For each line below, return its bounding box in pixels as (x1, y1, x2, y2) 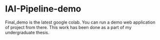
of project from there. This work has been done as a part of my (5, 24, 132, 30)
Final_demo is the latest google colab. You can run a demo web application (5, 19, 156, 25)
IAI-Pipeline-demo (5, 3, 81, 14)
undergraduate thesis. (5, 29, 50, 35)
